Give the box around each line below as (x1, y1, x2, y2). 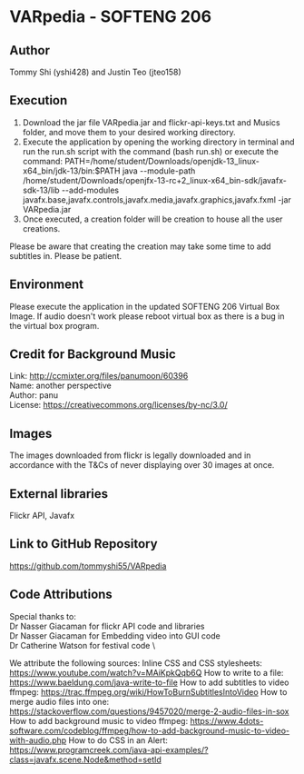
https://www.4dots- (190, 715, 264, 726)
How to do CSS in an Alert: (68, 734, 168, 746)
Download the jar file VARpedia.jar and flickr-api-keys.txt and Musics (22, 116, 280, 128)
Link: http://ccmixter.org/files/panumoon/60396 (9, 371, 189, 382)
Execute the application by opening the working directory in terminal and (22, 136, 295, 147)
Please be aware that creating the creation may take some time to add (9, 241, 271, 252)
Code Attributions (9, 587, 113, 602)
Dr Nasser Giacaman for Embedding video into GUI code (9, 630, 221, 641)
